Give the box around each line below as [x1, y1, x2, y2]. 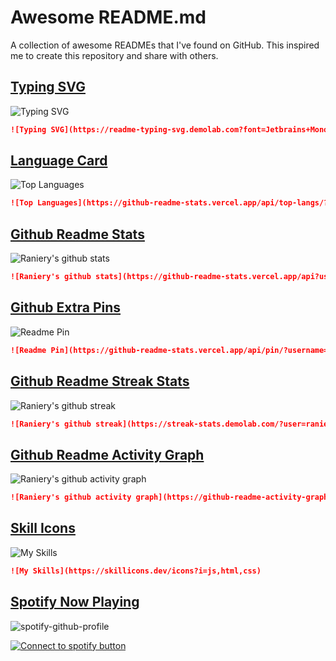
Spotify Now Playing [10, 594, 140, 611]
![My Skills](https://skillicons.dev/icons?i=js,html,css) [10, 566, 262, 576]
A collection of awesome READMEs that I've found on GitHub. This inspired [10, 39, 320, 51]
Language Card [10, 152, 108, 170]
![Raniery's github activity [10, 492, 132, 503]
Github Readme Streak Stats [10, 373, 190, 390]
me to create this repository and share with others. [10, 49, 219, 61]
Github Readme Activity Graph [10, 446, 205, 463]
